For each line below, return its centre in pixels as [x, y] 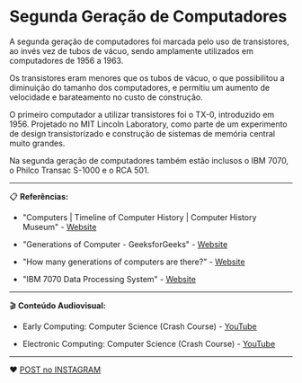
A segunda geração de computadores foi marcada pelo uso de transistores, [149, 41]
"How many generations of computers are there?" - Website [133, 262]
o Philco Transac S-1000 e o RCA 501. [80, 170]
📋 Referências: [39, 196]
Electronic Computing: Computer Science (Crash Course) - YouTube [149, 343]
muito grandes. [37, 143]
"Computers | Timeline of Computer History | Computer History [139, 217]
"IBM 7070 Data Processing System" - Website [109, 279]
